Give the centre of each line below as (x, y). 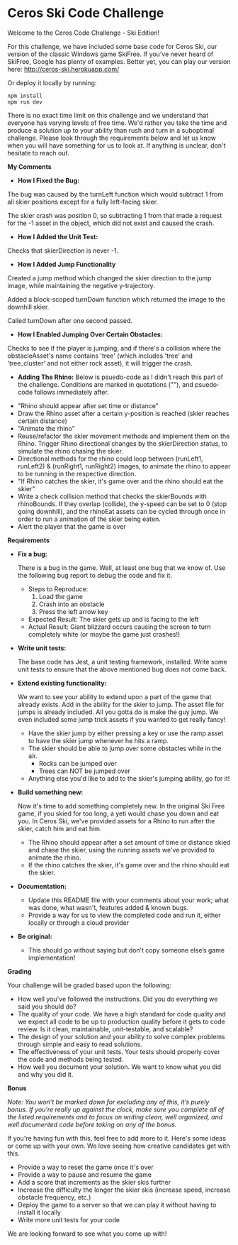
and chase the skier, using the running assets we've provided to (121, 850)
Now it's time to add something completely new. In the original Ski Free (121, 806)
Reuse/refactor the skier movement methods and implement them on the (124, 436)
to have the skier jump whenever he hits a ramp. (98, 740)
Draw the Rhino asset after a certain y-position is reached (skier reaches (123, 413)
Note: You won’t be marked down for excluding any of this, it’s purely (108, 1102)
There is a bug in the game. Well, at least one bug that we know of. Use (121, 567)
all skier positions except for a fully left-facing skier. (83, 202)
